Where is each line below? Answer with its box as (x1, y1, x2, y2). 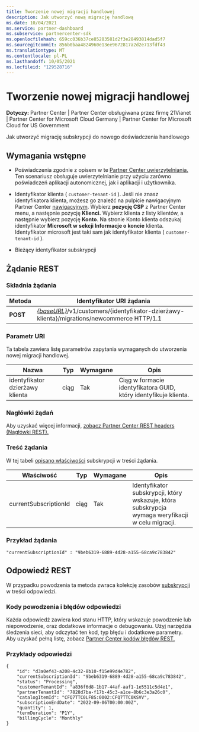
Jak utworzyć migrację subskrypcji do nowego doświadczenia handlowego (6, 133, 190, 140)
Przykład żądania (6, 536, 57, 544)
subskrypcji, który (132, 488, 182, 497)
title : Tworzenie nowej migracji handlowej (6, 8, 115, 15)
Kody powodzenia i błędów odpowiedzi (6, 602, 121, 611)
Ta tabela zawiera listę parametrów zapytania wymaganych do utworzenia (6, 345, 187, 353)
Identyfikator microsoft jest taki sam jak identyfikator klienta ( (14, 228, 165, 235)
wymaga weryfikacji (132, 511, 188, 519)
